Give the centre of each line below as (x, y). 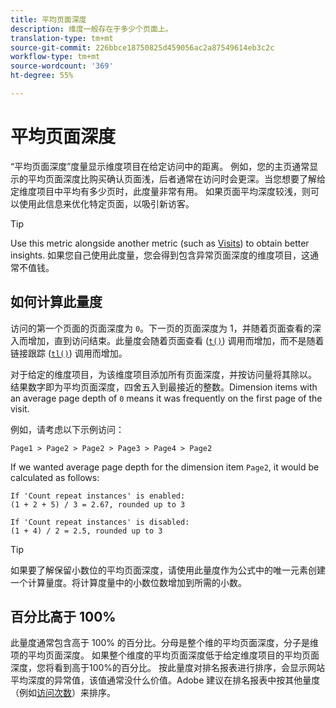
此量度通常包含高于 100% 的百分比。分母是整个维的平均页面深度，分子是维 (164, 643)
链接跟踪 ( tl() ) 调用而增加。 (69, 353)
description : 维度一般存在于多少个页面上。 (91, 29)
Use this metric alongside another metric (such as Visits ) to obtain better (160, 243)
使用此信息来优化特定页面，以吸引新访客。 (106, 203)
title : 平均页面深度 (48, 19)
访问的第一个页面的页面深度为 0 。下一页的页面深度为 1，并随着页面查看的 (161, 328)
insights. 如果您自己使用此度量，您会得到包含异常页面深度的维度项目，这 (160, 255)
